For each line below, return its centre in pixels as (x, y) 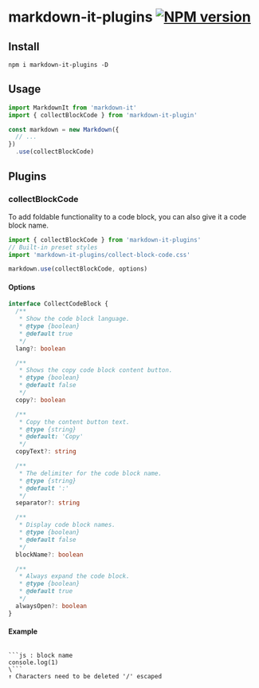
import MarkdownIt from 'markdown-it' (73, 108)
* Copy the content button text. (74, 422)
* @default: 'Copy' (51, 437)
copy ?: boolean (41, 400)
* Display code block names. (67, 525)
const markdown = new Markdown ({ (64, 129)
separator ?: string (48, 503)
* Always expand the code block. (74, 576)
